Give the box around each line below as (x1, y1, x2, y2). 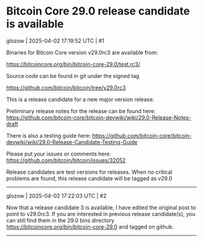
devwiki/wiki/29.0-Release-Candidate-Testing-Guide (6, 138, 138, 146)
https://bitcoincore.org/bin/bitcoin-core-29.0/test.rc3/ (6, 60, 141, 68)
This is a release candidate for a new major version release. (6, 96, 155, 103)
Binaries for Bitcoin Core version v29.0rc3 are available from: (6, 48, 158, 56)
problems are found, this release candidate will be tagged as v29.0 (6, 174, 173, 182)
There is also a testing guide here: (6, 132, 91, 139)
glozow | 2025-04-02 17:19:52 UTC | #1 (6, 37, 105, 44)
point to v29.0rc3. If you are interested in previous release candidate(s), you (6, 210, 196, 217)
